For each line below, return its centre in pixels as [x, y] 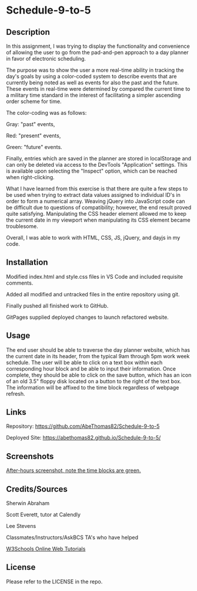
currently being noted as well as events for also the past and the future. [93, 82]
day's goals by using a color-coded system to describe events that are [91, 76]
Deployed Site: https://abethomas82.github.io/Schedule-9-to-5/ [84, 438]
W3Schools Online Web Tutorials [46, 549]
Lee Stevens [21, 526]
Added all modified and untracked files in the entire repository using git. [93, 294]
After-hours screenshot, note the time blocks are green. [74, 471]
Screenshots [30, 456]
